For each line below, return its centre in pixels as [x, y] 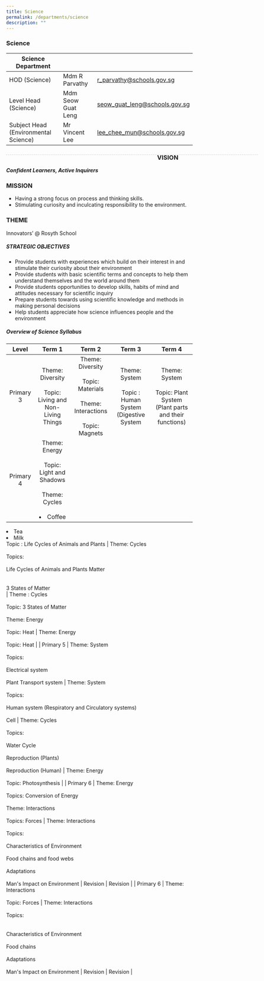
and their [172, 414]
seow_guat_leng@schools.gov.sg [143, 104]
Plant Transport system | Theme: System [56, 682]
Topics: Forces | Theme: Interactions [51, 821]
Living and [52, 400]
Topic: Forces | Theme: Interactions [49, 902]
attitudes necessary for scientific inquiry [64, 293]
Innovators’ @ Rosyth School [41, 233]
